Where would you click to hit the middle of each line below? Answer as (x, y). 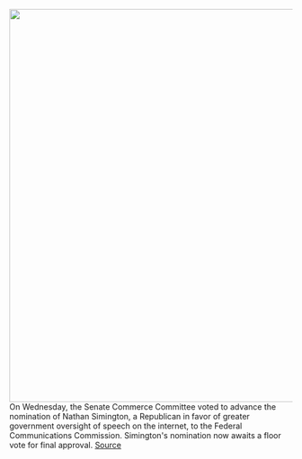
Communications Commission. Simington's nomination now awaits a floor (145, 435)
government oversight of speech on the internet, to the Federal (126, 426)
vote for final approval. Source (65, 445)
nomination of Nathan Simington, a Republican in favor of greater (129, 416)
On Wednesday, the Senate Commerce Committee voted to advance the (143, 407)
